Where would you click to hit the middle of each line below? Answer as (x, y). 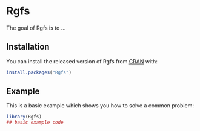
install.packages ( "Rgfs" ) (39, 72)
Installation (28, 47)
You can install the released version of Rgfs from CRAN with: (82, 61)
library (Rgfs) (24, 117)
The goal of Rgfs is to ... (36, 28)
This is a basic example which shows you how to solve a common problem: (100, 106)
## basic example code (35, 123)
